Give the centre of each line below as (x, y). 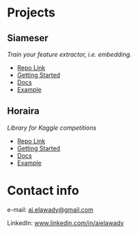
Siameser (28, 38)
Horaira (23, 111)
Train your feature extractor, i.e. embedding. (69, 54)
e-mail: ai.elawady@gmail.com (50, 209)
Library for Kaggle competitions (52, 128)
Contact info (43, 191)
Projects (31, 13)
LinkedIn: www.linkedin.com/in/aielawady (66, 223)
